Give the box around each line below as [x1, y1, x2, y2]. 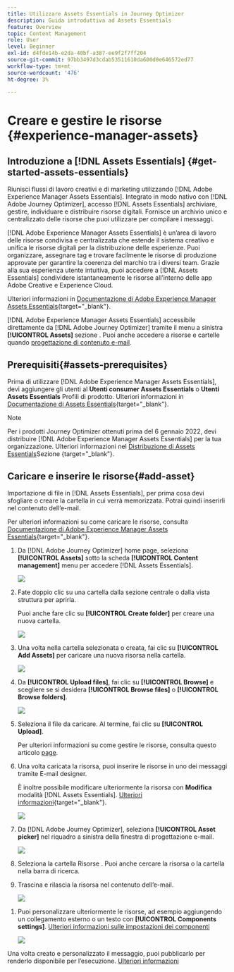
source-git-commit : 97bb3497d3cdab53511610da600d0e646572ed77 [7, 56, 194, 63]
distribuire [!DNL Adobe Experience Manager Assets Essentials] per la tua [7, 435, 222, 443]
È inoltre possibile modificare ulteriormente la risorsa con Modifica [17, 783, 212, 792]
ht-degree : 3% [7, 75, 49, 83]
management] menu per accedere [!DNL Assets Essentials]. [17, 561, 194, 570]
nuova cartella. [17, 617, 61, 625]
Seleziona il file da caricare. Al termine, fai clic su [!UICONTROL [17, 720, 203, 728]
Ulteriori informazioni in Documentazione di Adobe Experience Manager [7, 295, 216, 303]
